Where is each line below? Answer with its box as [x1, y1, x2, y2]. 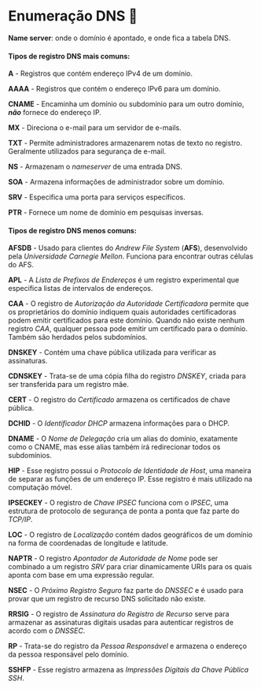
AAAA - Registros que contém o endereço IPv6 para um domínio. [8, 84, 221, 94]
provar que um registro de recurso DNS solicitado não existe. [8, 594, 207, 604]
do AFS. [8, 260, 34, 270]
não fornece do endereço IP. [8, 108, 102, 117]
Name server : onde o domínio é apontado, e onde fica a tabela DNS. [8, 33, 231, 43]
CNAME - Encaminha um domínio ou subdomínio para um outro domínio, [8, 99, 245, 109]
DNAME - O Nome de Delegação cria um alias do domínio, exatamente [8, 434, 238, 444]
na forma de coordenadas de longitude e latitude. [8, 538, 169, 548]
